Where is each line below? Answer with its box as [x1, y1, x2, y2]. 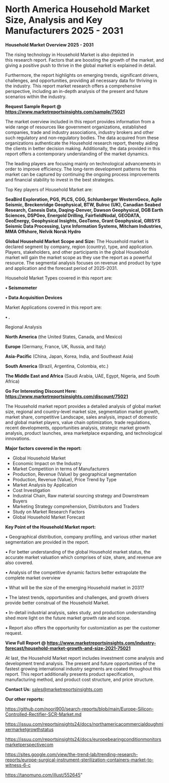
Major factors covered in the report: [5, 445, 82, 451]
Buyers [12, 498, 28, 504]
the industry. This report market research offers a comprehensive [5, 82, 141, 89]
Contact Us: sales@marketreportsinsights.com [5, 686, 103, 692]
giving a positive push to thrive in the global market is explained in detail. [5, 62, 156, 68]
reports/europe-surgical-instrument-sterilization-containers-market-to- [5, 757, 154, 763]
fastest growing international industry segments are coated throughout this [5, 666, 161, 672]
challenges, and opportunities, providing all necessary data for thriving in [5, 77, 157, 83]
